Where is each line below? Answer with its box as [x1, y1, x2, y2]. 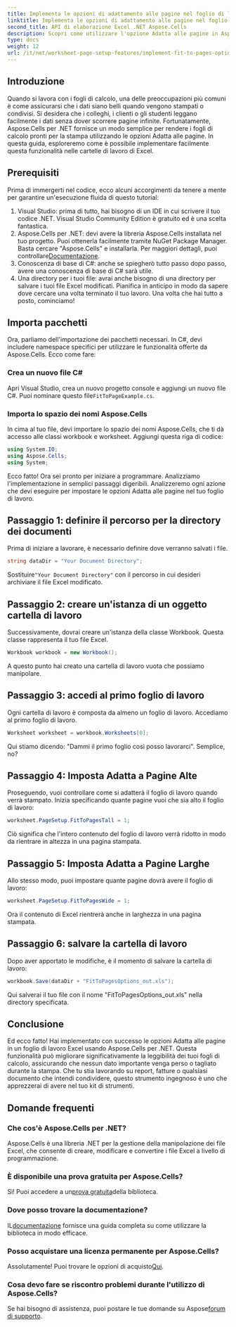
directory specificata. [7, 998, 69, 1006]
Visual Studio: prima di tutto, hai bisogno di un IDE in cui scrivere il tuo [17, 207, 221, 215]
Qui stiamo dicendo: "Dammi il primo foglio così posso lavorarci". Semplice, [7, 742, 225, 750]
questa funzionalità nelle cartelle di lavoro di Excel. [7, 146, 155, 155]
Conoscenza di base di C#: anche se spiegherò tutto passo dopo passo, [17, 259, 227, 267]
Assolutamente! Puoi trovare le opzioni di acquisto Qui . [7, 1262, 164, 1271]
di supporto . [7, 1312, 43, 1321]
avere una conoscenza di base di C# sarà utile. [17, 267, 154, 275]
